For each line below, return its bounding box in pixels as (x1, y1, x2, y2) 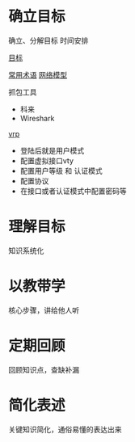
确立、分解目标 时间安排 (8, 36, 89, 45)
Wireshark (19, 113, 55, 123)
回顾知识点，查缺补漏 (8, 364, 79, 374)
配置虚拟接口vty (19, 155, 74, 166)
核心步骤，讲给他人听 (8, 305, 79, 315)
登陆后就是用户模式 (19, 145, 85, 155)
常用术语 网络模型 (8, 69, 67, 79)
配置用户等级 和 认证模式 (19, 166, 103, 175)
